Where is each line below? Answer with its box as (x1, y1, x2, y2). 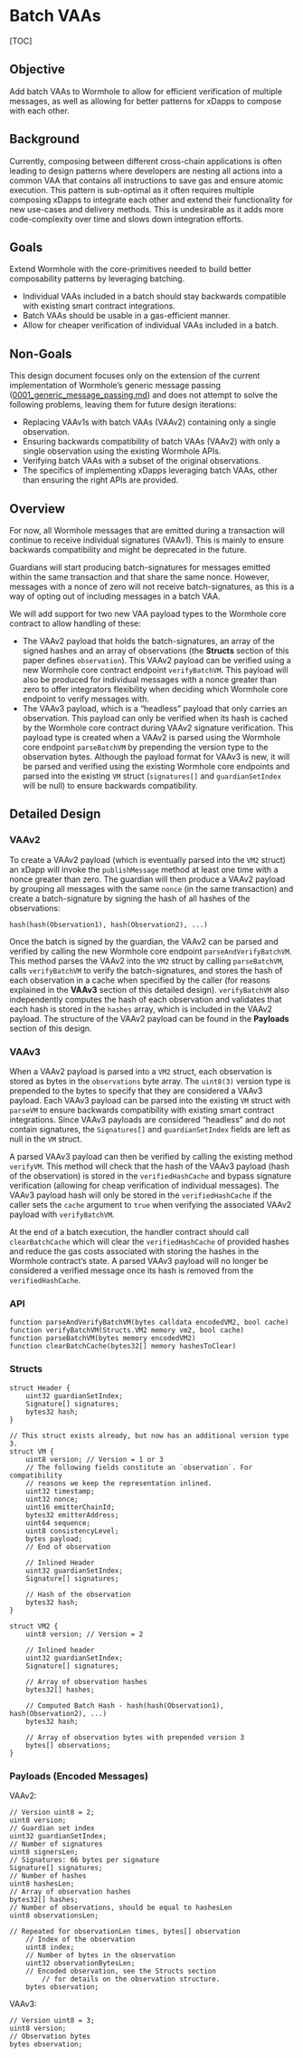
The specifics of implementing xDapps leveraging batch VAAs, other (22, 465, 278, 476)
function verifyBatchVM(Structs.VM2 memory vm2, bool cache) (9, 1326, 245, 1335)
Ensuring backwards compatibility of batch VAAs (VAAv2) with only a (22, 436, 280, 447)
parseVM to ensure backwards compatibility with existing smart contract (9, 1104, 275, 1115)
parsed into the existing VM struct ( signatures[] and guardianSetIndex (22, 770, 282, 781)
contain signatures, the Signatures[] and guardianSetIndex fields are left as (9, 1123, 291, 1134)
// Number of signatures (9, 1839, 103, 1848)
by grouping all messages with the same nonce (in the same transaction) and (9, 883, 294, 894)
